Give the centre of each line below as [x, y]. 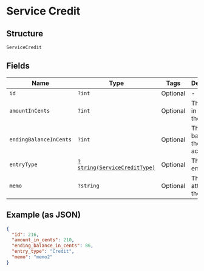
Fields [18, 66]
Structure [25, 34]
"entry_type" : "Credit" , [43, 252]
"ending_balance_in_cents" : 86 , [53, 246]
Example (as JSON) [43, 215]
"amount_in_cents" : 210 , [43, 240]
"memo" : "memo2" [32, 257]
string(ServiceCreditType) [117, 167]
